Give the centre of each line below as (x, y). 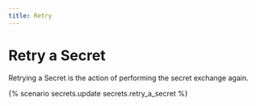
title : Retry (30, 16)
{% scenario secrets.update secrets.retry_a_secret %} (98, 93)
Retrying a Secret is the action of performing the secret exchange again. (128, 78)
